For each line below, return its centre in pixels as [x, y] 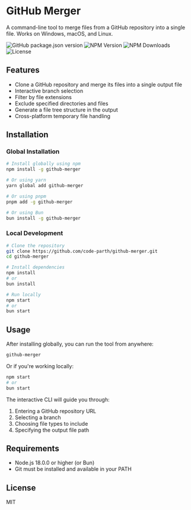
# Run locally [24, 294]
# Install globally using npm [44, 164]
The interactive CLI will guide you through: [58, 400]
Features [23, 70]
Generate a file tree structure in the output [66, 110]
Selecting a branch [38, 417]
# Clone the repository [36, 246]
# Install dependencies [36, 267]
